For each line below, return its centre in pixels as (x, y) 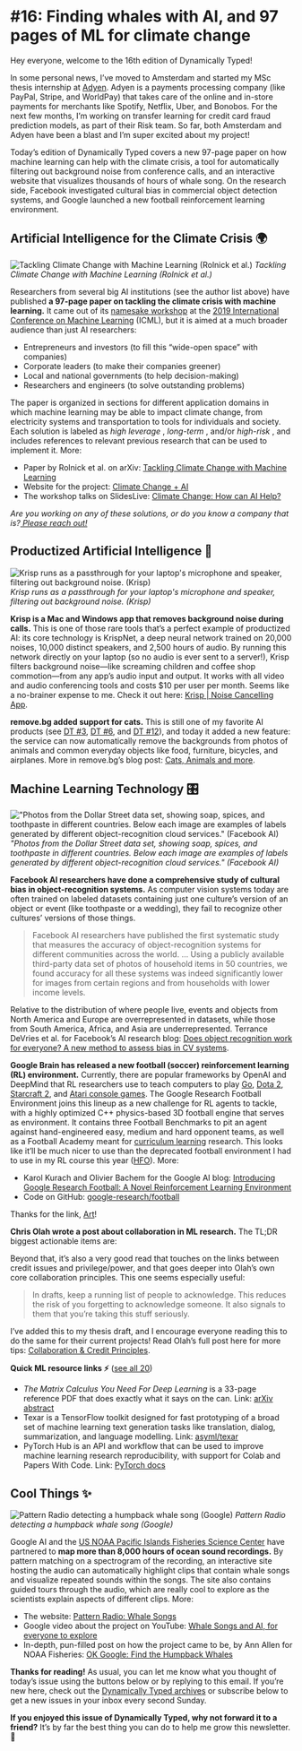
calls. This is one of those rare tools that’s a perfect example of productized (150, 628)
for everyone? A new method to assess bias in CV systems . (120, 1048)
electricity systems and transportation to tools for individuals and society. (146, 421)
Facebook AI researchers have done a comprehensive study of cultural (145, 880)
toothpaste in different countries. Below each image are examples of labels (149, 853)
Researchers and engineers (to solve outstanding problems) (134, 385)
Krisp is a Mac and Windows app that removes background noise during (147, 618)
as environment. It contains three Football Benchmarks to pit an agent (139, 1123)
